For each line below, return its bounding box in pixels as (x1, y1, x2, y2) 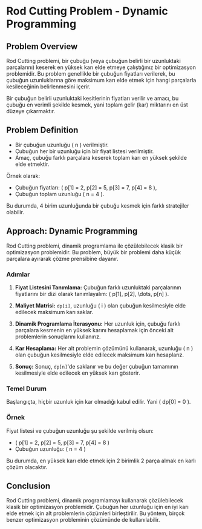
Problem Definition (6, 125, 79, 136)
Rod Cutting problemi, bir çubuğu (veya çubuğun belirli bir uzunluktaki (6, 57, 181, 64)
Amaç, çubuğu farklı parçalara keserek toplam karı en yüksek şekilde (15, 154, 187, 161)
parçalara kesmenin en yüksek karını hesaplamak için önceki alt (15, 326, 174, 333)
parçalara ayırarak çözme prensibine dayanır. (6, 255, 119, 262)
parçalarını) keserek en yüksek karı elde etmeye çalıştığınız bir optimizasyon (6, 64, 197, 71)
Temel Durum (6, 384, 47, 393)
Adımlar (6, 270, 30, 278)
